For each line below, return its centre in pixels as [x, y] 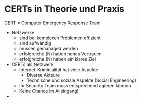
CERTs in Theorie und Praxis [65, 9]
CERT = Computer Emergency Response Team [53, 23]
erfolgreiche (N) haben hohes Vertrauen [60, 54]
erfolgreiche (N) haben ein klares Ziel [58, 59]
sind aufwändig [35, 43]
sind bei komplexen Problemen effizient [60, 38]
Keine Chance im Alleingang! [49, 91]
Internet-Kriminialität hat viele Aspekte [59, 70]
